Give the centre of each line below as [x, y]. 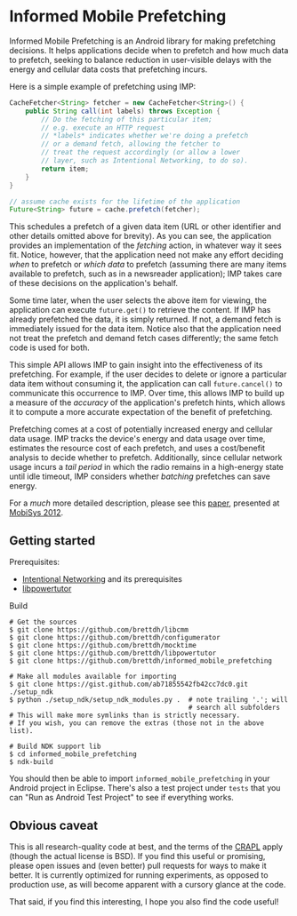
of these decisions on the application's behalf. [94, 283]
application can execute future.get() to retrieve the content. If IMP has [140, 310]
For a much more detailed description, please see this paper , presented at [144, 503]
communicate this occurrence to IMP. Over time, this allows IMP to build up [147, 394]
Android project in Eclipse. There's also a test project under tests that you [145, 788]
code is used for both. [50, 347]
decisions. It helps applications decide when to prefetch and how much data [149, 50]
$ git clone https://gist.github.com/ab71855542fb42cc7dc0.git [129, 685]
